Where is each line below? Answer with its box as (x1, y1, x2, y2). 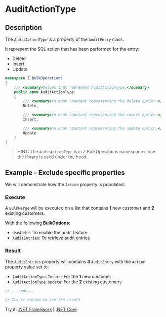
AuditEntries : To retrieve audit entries (12, 235, 90, 241)
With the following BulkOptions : (5, 220, 71, 226)
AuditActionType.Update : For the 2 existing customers (12, 279, 122, 285)
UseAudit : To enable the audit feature (12, 230, 88, 236)
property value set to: (5, 264, 49, 270)
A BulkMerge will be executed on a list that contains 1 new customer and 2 (5, 205, 155, 211)
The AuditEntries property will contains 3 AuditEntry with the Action (5, 258, 146, 264)
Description (5, 23, 42, 32)
